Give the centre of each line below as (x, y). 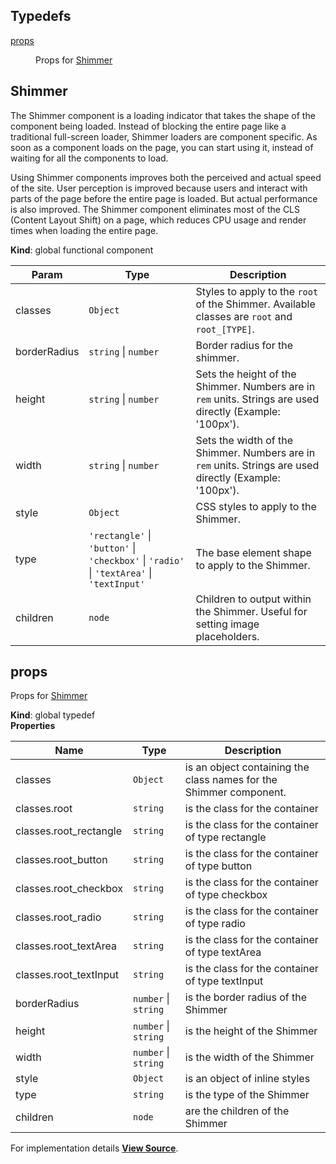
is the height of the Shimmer (251, 1031)
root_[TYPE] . (225, 329)
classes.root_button (61, 860)
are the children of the (237, 1111)
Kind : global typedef (53, 715)
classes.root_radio (58, 917)
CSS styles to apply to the (256, 506)
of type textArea (223, 952)
